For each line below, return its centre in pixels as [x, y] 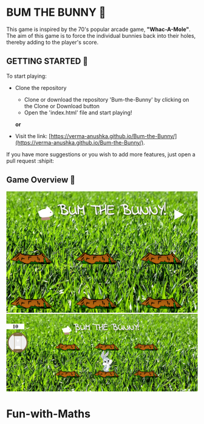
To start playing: [26, 76]
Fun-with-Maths [49, 414]
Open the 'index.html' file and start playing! [78, 113]
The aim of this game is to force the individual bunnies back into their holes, [101, 35]
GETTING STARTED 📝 [47, 61]
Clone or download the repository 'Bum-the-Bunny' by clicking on [107, 99]
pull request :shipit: [30, 161]
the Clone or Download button [62, 106]
